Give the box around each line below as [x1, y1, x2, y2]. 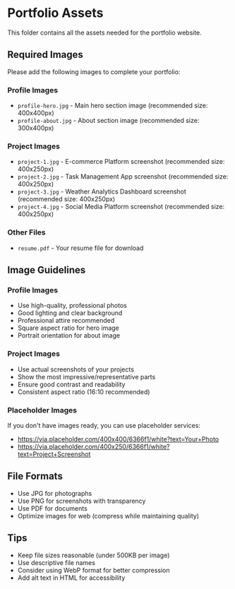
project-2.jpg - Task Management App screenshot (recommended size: [17, 172, 229, 181]
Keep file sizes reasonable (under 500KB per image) [17, 551, 170, 559]
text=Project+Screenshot [17, 450, 91, 458]
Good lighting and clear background [17, 309, 123, 317]
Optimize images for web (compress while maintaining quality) [17, 511, 200, 520]
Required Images [7, 49, 83, 61]
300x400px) [17, 124, 54, 132]
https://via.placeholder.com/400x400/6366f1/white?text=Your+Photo [17, 434, 219, 443]
